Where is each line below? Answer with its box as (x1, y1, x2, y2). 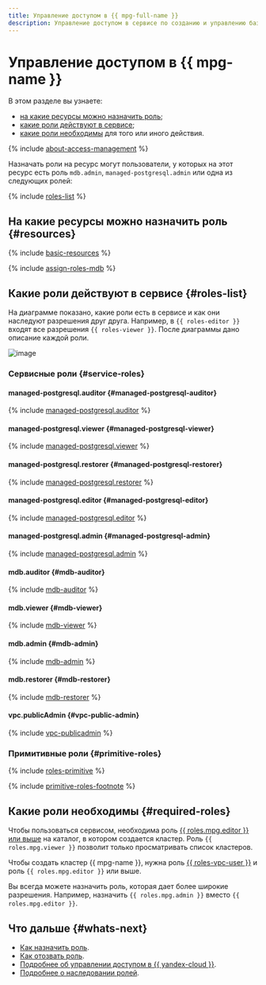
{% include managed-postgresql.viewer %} (8, 442, 150, 451)
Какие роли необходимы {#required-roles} (8, 804, 231, 818)
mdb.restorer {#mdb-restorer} (8, 674, 111, 684)
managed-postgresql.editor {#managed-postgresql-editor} (8, 496, 209, 505)
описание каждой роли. (8, 333, 89, 342)
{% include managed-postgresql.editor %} (8, 513, 147, 523)
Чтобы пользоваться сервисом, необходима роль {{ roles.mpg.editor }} (8, 825, 249, 835)
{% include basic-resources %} (8, 248, 111, 258)
